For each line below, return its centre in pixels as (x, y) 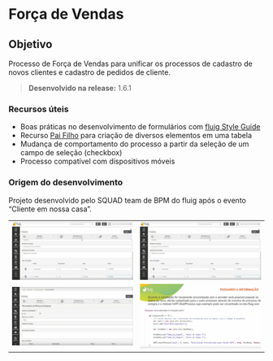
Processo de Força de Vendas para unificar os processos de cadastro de (131, 63)
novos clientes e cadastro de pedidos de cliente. (89, 72)
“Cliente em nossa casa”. (50, 209)
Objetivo (30, 44)
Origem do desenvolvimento (66, 182)
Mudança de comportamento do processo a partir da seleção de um (134, 144)
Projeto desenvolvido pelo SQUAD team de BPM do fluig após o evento (127, 200)
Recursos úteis (39, 109)
